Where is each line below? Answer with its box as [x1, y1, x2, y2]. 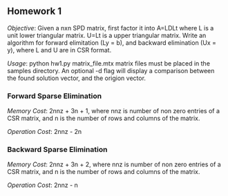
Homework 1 [7, 6, 62, 17]
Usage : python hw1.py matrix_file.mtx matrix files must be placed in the [7, 59, 211, 68]
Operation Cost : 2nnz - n [7, 181, 78, 189]
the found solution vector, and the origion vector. [7, 74, 146, 82]
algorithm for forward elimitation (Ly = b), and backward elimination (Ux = [7, 38, 216, 47]
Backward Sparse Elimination [7, 145, 108, 155]
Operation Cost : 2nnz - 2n [7, 128, 82, 136]
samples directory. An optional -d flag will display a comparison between [7, 66, 215, 75]
